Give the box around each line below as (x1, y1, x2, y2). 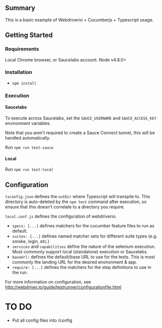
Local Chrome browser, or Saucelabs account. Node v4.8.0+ (5, 57, 126, 62)
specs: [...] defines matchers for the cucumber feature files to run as (12, 223, 155, 228)
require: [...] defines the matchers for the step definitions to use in (12, 264, 152, 270)
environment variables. (5, 120, 51, 126)
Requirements (5, 46, 39, 53)
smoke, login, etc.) (12, 238, 50, 244)
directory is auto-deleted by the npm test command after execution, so (5, 199, 147, 205)
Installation (5, 69, 33, 76)
